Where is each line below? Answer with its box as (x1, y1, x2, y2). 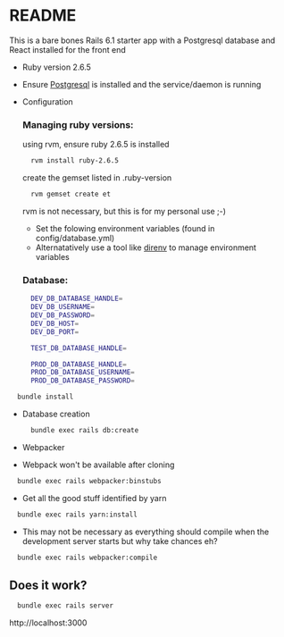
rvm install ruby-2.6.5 (30, 156, 119, 165)
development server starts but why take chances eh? (21, 535, 218, 546)
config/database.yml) (35, 232, 115, 243)
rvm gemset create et (30, 189, 112, 199)
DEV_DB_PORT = (30, 327, 79, 336)
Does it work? (9, 577, 88, 592)
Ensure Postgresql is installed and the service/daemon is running (21, 79, 262, 89)
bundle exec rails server (17, 601, 114, 610)
